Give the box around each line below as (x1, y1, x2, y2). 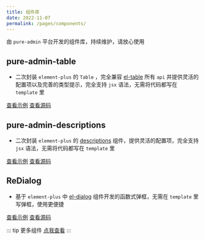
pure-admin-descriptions (6, 120, 106, 130)
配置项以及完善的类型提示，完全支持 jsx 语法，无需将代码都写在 (15, 81, 178, 88)
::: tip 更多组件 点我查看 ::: (6, 226, 72, 234)
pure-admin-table (6, 56, 77, 66)
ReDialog (6, 176, 42, 186)
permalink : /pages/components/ (6, 20, 87, 26)
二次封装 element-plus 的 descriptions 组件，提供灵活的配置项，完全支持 (15, 137, 199, 144)
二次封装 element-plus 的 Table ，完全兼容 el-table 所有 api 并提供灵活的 (15, 73, 199, 80)
